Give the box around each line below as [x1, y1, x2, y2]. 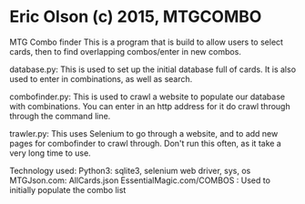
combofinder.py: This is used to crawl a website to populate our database [9, 91, 285, 102]
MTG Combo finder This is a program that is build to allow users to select [9, 36, 284, 47]
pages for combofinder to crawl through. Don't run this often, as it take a [9, 138, 282, 148]
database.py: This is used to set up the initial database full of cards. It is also [9, 64, 297, 75]
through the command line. [9, 110, 111, 121]
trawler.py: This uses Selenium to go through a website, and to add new [9, 127, 279, 138]
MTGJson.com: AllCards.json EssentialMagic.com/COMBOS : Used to [9, 175, 271, 186]
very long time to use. [9, 148, 91, 158]
